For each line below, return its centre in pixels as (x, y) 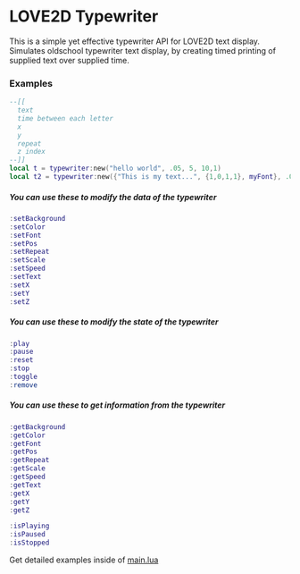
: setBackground (37, 218)
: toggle (24, 377)
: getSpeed (28, 477)
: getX (19, 494)
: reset (21, 360)
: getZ (19, 510)
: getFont (25, 443)
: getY (19, 502)
